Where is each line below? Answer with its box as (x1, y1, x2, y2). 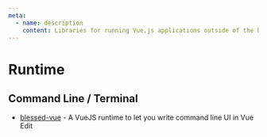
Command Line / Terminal (8, 92, 138, 105)
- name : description (15, 19, 83, 27)
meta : (8, 11, 26, 20)
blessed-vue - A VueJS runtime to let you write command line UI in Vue (19, 112, 254, 123)
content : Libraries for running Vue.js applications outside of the (22, 26, 254, 34)
